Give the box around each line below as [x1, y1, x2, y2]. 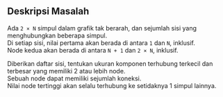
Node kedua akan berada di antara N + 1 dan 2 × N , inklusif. [7, 46, 179, 54]
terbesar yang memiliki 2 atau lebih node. [7, 67, 126, 75]
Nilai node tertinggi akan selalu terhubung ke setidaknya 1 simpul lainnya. [7, 81, 217, 89]
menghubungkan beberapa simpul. [7, 31, 108, 39]
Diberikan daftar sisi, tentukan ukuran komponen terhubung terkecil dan [7, 59, 213, 68]
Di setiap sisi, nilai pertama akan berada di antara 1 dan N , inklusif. [7, 38, 196, 47]
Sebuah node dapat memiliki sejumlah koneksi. [7, 74, 142, 82]
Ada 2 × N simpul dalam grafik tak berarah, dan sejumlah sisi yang [7, 24, 197, 32]
